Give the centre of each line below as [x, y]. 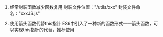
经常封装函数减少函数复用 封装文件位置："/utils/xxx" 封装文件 [73, 7]
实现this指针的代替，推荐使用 [44, 30]
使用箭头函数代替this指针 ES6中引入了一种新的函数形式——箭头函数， [81, 24]
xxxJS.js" [30, 13]
